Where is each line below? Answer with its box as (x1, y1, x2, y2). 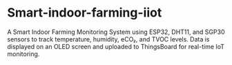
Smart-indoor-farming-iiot (7, 5, 162, 21)
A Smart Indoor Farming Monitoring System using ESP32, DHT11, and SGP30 (7, 28, 225, 36)
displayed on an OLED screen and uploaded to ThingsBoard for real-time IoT (7, 42, 225, 50)
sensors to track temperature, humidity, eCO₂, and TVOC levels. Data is (7, 35, 210, 43)
